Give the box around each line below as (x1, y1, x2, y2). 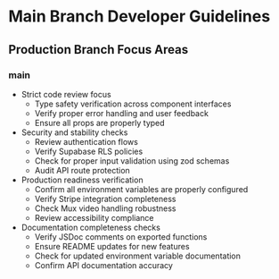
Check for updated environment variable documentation (34, 250, 242, 261)
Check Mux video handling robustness (34, 203, 176, 214)
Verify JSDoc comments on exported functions (34, 231, 208, 242)
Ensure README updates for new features (34, 241, 190, 251)
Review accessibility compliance (34, 212, 154, 223)
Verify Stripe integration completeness (34, 193, 176, 204)
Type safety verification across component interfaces (34, 98, 232, 109)
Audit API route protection (34, 165, 130, 175)
